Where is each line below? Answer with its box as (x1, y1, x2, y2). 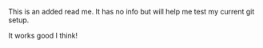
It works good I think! (8, 31, 78, 40)
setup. (8, 15, 30, 25)
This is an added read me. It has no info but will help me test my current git (8, 7, 255, 16)
